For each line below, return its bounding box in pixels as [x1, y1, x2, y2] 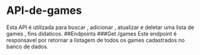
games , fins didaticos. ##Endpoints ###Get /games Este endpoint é [6, 30, 177, 37]
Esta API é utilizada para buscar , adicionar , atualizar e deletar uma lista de [6, 24, 195, 31]
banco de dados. [6, 43, 48, 50]
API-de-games [6, 4, 82, 18]
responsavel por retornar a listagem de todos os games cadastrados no [6, 36, 185, 44]
